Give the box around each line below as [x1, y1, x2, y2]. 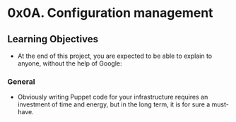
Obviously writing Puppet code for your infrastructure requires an [17, 93, 208, 102]
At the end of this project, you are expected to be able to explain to [17, 51, 213, 60]
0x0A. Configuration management [7, 5, 213, 21]
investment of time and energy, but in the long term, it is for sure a [17, 100, 211, 109]
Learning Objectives [7, 33, 99, 45]
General [7, 76, 35, 86]
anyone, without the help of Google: [17, 59, 122, 68]
